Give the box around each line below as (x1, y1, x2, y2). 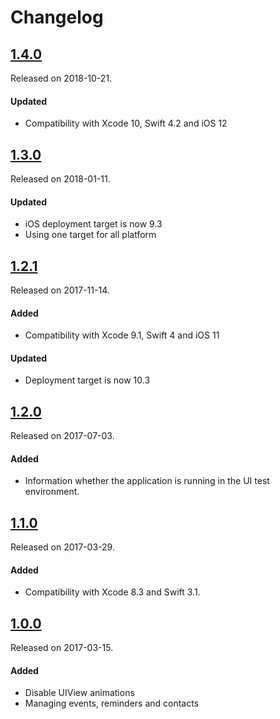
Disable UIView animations (24, 687, 135, 699)
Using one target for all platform (24, 229, 157, 241)
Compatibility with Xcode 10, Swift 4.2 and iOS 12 (24, 117, 228, 130)
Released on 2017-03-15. (10, 642, 114, 654)
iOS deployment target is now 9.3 (24, 218, 163, 230)
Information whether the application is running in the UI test (24, 475, 270, 487)
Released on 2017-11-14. (10, 284, 110, 296)
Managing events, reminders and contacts (24, 697, 200, 710)
